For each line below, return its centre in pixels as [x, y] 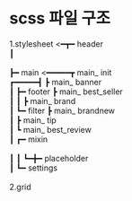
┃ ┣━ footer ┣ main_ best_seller [66, 92]
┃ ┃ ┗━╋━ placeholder [49, 158]
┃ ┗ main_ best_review [50, 129]
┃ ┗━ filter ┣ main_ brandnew [62, 110]
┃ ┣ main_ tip [33, 120]
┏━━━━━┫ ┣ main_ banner [55, 82]
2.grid [20, 187]
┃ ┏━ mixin [29, 139]
